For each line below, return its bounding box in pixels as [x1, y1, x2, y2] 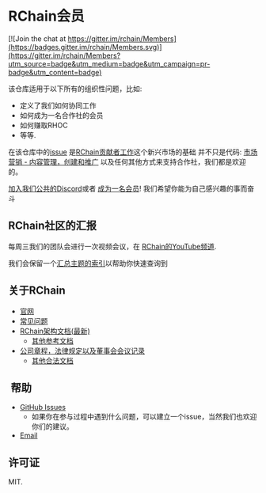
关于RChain [8, 284, 66, 298]
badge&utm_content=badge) [8, 67, 102, 77]
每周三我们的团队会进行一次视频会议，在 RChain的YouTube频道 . [8, 241, 217, 251]
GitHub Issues [19, 403, 66, 412]
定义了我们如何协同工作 [19, 100, 97, 110]
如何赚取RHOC [19, 120, 69, 130]
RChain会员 [8, 7, 85, 25]
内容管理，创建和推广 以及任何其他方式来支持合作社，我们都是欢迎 [28, 157, 247, 166]
